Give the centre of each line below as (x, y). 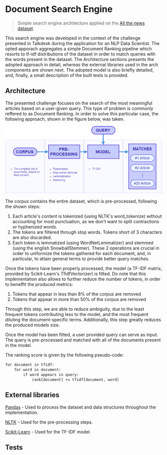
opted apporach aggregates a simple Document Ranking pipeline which (79, 48)
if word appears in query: (51, 375)
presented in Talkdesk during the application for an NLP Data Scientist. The (82, 43)
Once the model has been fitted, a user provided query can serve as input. (82, 335)
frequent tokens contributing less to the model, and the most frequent (77, 314)
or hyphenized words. (35, 227)
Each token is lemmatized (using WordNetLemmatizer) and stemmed (83, 243)
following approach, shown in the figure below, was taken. (65, 119)
